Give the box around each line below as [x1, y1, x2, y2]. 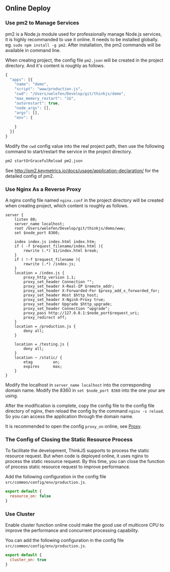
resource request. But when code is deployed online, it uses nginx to [5, 453, 149, 459]
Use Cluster [5, 510, 35, 517]
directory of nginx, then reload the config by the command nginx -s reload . [5, 408, 164, 414]
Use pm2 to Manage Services [5, 19, 80, 26]
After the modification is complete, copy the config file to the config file [5, 402, 155, 409]
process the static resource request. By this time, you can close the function [5, 458, 165, 465]
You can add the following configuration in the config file [5, 537, 124, 543]
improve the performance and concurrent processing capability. [5, 527, 140, 534]
